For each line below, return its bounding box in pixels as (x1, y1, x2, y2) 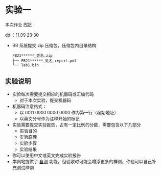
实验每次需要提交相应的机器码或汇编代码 (12, 91, 94, 97)
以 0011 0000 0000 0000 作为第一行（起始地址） (19, 109, 119, 115)
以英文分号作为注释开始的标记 (19, 116, 80, 122)
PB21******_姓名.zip (12, 53, 53, 58)
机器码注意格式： (12, 103, 47, 109)
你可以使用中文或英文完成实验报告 (12, 152, 81, 158)
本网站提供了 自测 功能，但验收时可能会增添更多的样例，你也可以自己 (12, 158, 152, 164)
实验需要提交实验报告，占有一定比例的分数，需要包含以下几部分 (12, 122, 141, 127)
